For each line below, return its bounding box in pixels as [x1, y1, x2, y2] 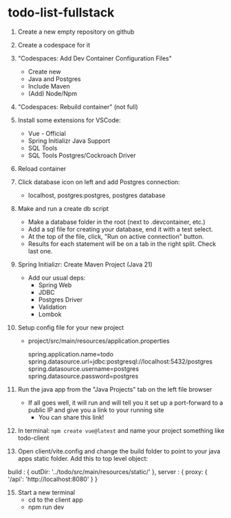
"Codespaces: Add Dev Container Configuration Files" [17, 54, 173, 63]
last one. [27, 247, 53, 255]
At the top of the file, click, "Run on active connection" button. [27, 232, 204, 240]
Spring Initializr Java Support [27, 136, 111, 145]
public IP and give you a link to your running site [27, 405, 164, 414]
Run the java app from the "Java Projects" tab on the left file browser [17, 385, 212, 393]
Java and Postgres [27, 74, 81, 83]
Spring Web [38, 280, 72, 289]
